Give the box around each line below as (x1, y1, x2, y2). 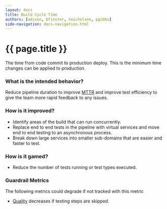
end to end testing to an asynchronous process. (12, 129, 113, 135)
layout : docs (5, 7, 33, 13)
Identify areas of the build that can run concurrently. (12, 119, 121, 125)
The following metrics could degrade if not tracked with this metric (5, 188, 144, 194)
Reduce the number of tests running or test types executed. (12, 165, 137, 171)
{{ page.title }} (5, 43, 68, 55)
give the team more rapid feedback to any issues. (5, 94, 108, 101)
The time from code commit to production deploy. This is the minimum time (5, 60, 161, 66)
